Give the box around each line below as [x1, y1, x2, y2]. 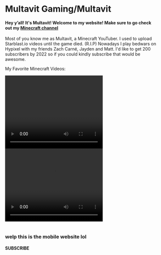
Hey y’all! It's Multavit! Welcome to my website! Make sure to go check [5, 19, 152, 25]
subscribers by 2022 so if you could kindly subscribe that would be [5, 51, 141, 57]
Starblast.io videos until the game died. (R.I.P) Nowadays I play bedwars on [5, 41, 156, 47]
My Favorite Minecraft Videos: [5, 66, 66, 72]
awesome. [5, 56, 26, 62]
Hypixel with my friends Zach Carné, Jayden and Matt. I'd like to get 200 [5, 46, 151, 52]
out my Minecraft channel [5, 25, 59, 31]
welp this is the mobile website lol [5, 233, 87, 240]
